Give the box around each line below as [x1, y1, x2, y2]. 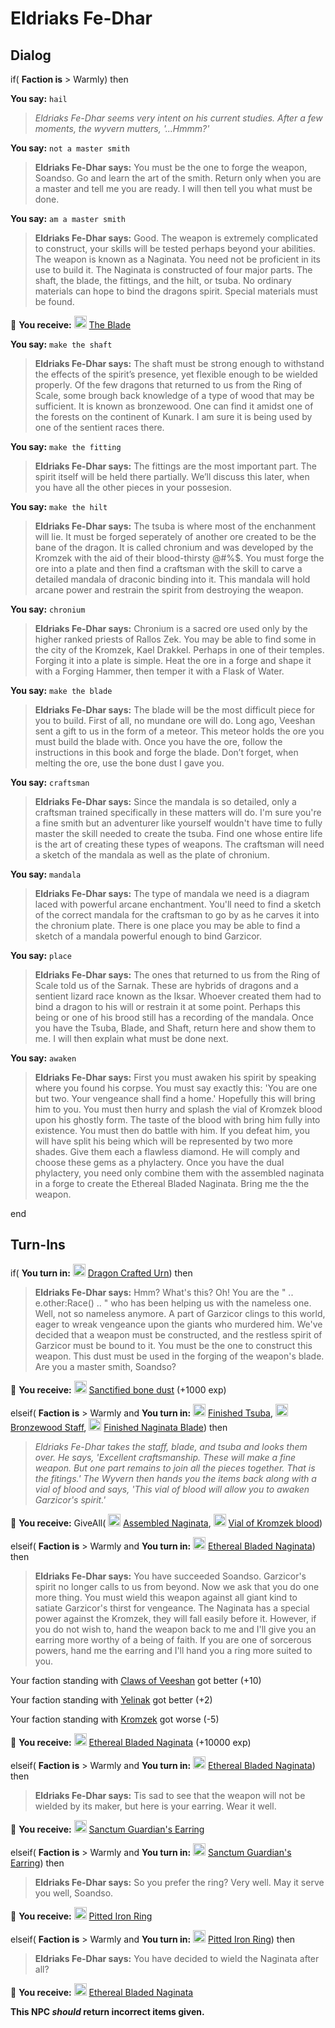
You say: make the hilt [10, 501, 108, 512]
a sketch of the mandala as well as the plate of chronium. [34, 849, 270, 861]
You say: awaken [10, 1052, 77, 1064]
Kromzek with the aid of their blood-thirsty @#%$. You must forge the [34, 552, 325, 564]
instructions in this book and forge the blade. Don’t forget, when [34, 747, 299, 758]
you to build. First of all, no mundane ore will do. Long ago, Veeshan [34, 715, 316, 726]
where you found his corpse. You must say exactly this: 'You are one [34, 1082, 318, 1094]
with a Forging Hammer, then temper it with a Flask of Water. [34, 665, 285, 677]
